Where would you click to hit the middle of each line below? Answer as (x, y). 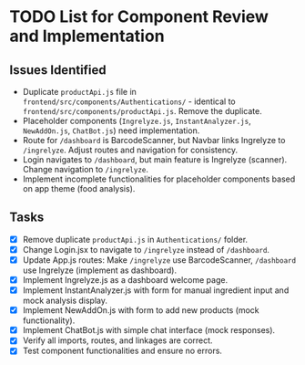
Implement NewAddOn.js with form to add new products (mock (141, 310)
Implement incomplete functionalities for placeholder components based (159, 179)
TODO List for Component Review (139, 17)
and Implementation (87, 36)
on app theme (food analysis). (79, 188)
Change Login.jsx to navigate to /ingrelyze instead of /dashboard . (146, 249)
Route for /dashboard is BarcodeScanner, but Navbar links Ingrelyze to (154, 140)
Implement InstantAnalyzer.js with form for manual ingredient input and (156, 290)
